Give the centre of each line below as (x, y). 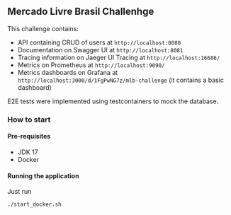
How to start (29, 120)
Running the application (43, 175)
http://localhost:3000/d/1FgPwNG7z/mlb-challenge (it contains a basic (121, 80)
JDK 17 (28, 152)
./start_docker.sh (34, 204)
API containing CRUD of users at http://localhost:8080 (99, 42)
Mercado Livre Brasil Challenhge (81, 12)
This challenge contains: (43, 28)
